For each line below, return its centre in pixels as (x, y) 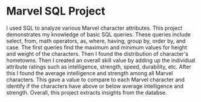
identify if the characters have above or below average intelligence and (95, 86)
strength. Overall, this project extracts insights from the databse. (87, 92)
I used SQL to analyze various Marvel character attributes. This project (94, 28)
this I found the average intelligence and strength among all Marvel (90, 73)
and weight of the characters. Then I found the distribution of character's (97, 53)
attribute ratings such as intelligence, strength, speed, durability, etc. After (99, 66)
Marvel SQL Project (56, 11)
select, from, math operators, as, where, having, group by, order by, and (96, 41)
